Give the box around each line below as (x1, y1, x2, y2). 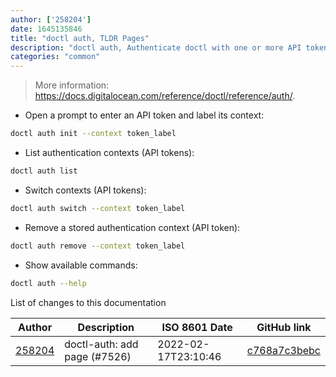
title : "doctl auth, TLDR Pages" (10, 33, 150, 43)
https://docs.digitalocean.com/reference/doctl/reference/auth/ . (34, 90, 296, 102)
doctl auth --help (10, 278, 87, 288)
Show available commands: (24, 259, 138, 271)
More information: (34, 79, 110, 91)
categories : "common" (10, 52, 101, 62)
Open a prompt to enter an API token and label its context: (24, 109, 265, 121)
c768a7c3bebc (246, 343, 321, 357)
